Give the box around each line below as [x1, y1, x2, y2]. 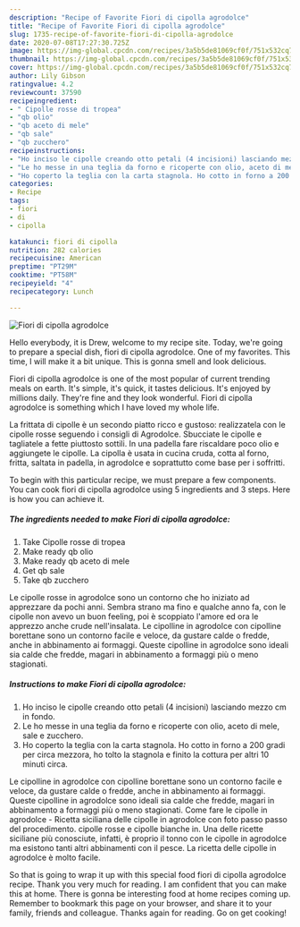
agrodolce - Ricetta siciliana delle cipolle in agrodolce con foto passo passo [9, 813, 287, 824]
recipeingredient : [9, 96, 78, 106]
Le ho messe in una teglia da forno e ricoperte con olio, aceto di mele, [21, 720, 279, 731]
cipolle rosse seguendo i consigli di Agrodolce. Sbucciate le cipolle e [9, 429, 262, 439]
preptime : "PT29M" [9, 262, 78, 271]
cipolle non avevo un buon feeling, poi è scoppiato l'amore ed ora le [9, 610, 259, 622]
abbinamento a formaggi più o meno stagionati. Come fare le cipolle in [9, 804, 268, 815]
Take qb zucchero [21, 574, 89, 585]
